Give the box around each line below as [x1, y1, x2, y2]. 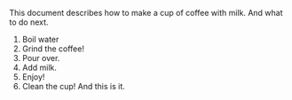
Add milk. [21, 62, 58, 73]
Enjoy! [21, 72, 45, 82]
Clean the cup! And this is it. [21, 81, 126, 91]
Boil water [21, 35, 59, 44]
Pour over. [21, 53, 60, 63]
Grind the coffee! [21, 43, 84, 54]
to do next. [9, 17, 49, 27]
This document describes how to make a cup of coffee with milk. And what [9, 8, 283, 18]
